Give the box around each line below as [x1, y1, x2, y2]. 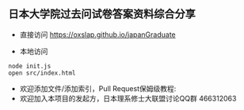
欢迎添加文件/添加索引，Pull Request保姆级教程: [19, 83, 177, 93]
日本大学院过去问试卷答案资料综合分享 [8, 7, 196, 21]
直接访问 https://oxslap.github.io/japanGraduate [19, 30, 176, 39]
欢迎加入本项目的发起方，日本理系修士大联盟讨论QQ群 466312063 [19, 93, 237, 103]
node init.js [8, 62, 51, 70]
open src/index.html [8, 69, 77, 77]
